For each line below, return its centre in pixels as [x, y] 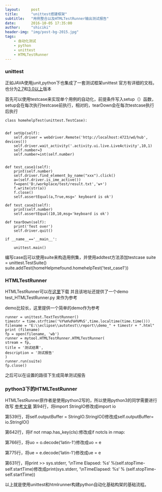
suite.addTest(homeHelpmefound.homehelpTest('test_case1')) [67, 268]
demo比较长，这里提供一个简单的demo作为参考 [52, 308]
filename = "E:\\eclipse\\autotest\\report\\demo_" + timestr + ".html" [80, 325]
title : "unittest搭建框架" [36, 14]
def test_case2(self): [28, 205]
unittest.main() [30, 248]
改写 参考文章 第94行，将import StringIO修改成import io [60, 406]
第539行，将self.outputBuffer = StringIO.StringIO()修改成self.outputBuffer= [79, 417]
